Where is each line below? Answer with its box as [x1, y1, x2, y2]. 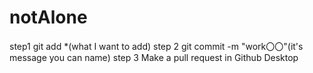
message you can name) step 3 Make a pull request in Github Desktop [9, 51, 299, 63]
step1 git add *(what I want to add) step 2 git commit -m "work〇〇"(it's [9, 40, 304, 52]
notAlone [9, 6, 88, 29]
